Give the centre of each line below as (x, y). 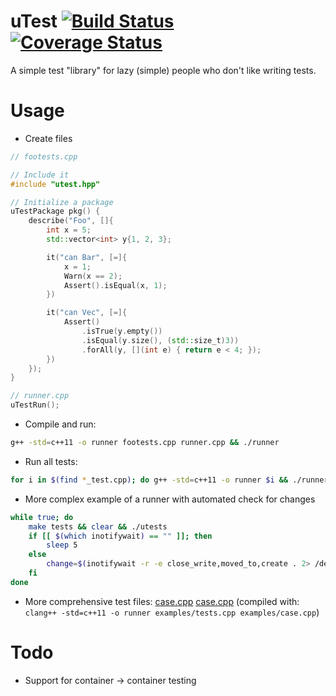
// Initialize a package (62, 202)
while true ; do (42, 517)
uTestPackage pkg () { (55, 211)
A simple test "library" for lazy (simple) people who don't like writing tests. (163, 70)
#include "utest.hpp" (55, 184)
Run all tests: (51, 461)
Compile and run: (60, 424)
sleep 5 (62, 545)
